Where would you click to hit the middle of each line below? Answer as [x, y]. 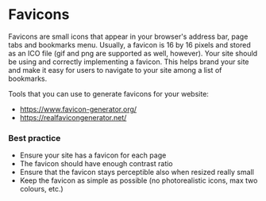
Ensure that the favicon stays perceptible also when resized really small [137, 173]
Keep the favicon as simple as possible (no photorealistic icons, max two [139, 180]
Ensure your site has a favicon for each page [93, 155]
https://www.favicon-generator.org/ [78, 109]
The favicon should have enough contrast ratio [96, 164]
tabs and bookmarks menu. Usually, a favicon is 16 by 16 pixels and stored [130, 44]
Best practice [35, 138]
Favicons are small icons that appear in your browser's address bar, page [128, 36]
